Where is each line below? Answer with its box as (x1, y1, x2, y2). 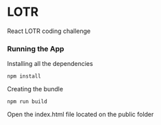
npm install (7, 73, 41, 80)
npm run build (7, 98, 48, 105)
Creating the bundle (7, 85, 64, 93)
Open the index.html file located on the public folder (7, 111, 154, 119)
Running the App (7, 44, 64, 54)
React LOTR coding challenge (7, 27, 91, 35)
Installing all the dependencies (7, 60, 94, 68)
